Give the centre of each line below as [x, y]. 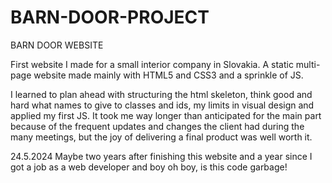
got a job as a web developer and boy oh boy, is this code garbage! [149, 167]
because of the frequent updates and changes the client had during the [157, 126]
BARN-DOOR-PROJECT [110, 17]
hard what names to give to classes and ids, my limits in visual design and [162, 105]
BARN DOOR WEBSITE [57, 45]
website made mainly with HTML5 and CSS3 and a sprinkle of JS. [168, 75]
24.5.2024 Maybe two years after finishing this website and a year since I [161, 156]
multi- [308, 64]
